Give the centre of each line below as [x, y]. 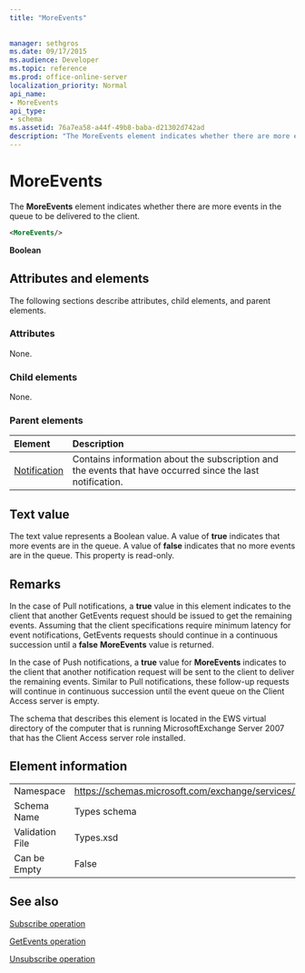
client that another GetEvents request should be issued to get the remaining [151, 616]
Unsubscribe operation [52, 958]
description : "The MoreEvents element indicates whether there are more [150, 136]
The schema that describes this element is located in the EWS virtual [138, 718]
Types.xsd [96, 838]
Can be [30, 858]
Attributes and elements [79, 279]
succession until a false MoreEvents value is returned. [112, 645]
